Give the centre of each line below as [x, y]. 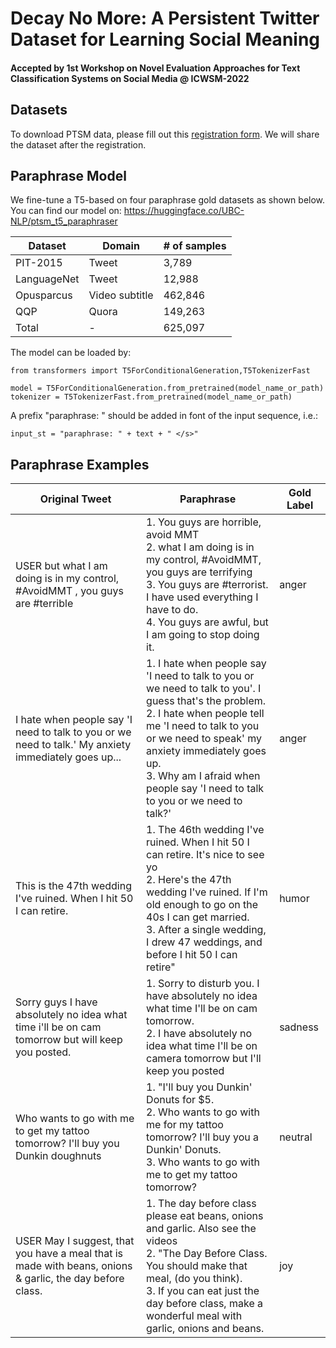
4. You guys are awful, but [207, 622]
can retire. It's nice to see [205, 855]
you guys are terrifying [199, 572]
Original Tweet [75, 499]
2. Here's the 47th [189, 880]
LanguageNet [47, 279]
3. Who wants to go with [203, 1162]
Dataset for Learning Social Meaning [165, 39]
